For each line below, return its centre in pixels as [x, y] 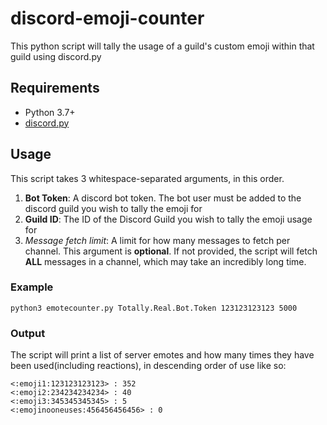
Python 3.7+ [50, 112]
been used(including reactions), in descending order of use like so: [148, 366]
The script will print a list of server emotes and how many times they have [162, 355]
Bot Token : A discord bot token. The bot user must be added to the [163, 198]
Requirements [55, 88]
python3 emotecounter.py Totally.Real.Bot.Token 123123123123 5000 [154, 308]
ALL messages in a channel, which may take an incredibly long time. [165, 261]
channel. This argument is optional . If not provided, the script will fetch [171, 251]
